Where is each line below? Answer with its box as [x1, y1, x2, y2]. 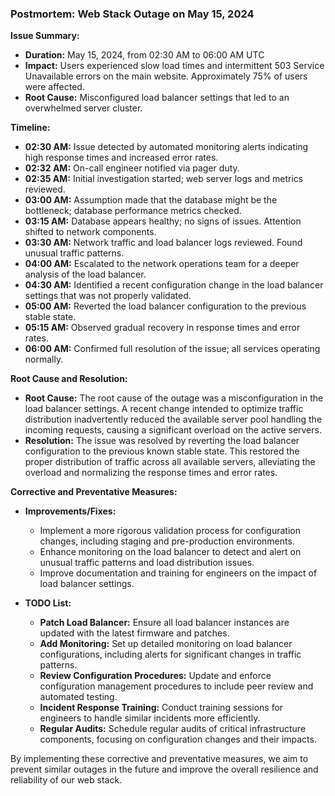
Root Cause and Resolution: [10, 373, 128, 385]
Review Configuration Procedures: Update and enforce [39, 670, 272, 682]
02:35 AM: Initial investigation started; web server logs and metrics [24, 173, 304, 185]
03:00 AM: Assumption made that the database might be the [24, 194, 278, 206]
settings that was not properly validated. [24, 290, 192, 302]
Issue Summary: [10, 30, 80, 42]
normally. [24, 353, 64, 366]
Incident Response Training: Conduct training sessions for [39, 702, 284, 714]
